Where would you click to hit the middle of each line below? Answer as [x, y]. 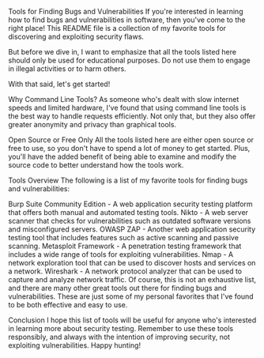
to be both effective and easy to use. [68, 305]
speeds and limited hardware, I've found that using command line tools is [127, 107]
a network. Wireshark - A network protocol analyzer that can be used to [125, 271]
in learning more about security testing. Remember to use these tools [121, 328]
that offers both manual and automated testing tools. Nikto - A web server [128, 212]
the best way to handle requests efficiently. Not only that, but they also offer [132, 116]
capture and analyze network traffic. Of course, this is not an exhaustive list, [132, 279]
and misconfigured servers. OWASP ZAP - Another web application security [132, 229]
